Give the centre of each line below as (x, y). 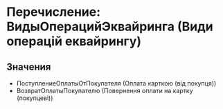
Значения (29, 67)
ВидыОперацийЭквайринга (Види (110, 27)
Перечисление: (54, 12)
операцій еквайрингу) (74, 41)
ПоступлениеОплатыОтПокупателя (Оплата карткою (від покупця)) (116, 83)
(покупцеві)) (35, 98)
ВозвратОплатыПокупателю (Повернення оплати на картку (105, 91)
